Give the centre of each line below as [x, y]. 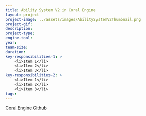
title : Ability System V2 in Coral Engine [51, 10]
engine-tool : [19, 38]
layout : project [22, 15]
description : [19, 29]
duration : [16, 52]
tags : [11, 94]
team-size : [17, 47]
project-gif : [19, 24]
